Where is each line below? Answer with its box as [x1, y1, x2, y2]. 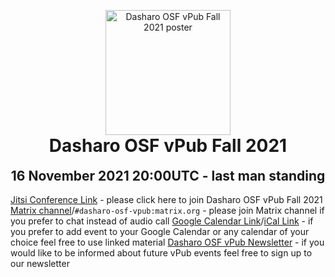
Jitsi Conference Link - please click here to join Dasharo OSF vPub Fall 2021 [10, 194, 323, 206]
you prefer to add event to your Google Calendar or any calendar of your [10, 226, 310, 238]
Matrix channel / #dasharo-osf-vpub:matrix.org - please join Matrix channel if [10, 205, 325, 217]
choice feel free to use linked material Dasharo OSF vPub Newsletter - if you [10, 236, 325, 249]
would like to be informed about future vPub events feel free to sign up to [10, 247, 313, 259]
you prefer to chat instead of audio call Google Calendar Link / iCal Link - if [10, 215, 314, 227]
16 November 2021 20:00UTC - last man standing [10, 167, 326, 184]
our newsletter [10, 258, 70, 270]
